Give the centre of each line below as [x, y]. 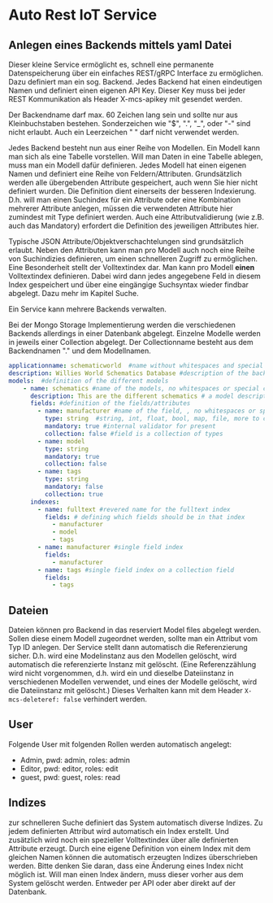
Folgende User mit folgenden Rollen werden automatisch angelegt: [120, 744]
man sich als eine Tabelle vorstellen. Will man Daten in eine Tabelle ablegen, [136, 157]
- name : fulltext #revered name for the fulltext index [134, 509]
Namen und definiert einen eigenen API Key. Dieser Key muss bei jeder [127, 90]
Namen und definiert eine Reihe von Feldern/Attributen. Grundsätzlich [125, 174]
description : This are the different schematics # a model [132, 396]
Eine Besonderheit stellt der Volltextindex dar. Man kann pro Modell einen [132, 267]
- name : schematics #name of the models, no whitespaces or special [141, 388]
